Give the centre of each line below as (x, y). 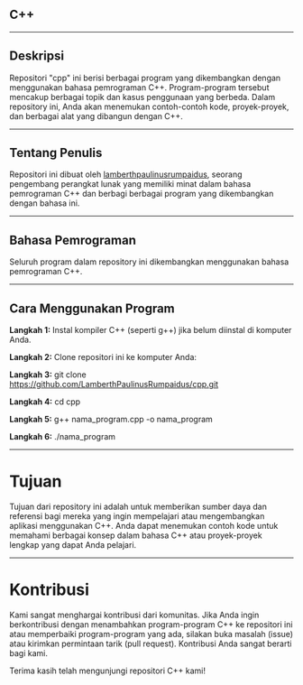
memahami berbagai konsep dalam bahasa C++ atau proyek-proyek (136, 535)
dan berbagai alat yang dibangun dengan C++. (96, 116)
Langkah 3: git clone (48, 375)
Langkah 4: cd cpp (45, 402)
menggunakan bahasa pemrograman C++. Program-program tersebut (139, 87)
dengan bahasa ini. (45, 203)
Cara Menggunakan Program (92, 308)
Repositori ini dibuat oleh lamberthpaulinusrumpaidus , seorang (126, 174)
